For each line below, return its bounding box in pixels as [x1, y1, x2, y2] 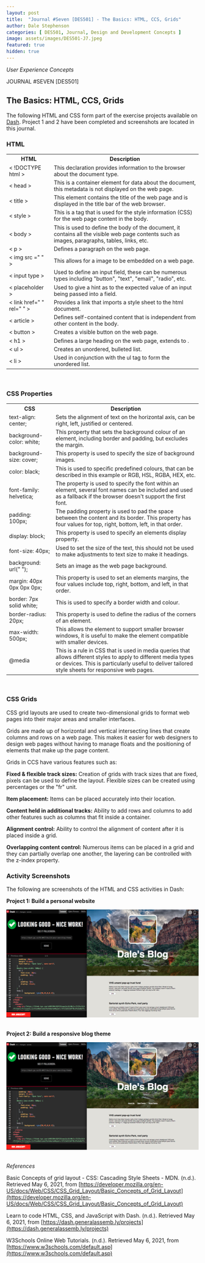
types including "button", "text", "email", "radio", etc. [54, 275, 186, 282]
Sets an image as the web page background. [56, 562, 168, 570]
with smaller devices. [56, 638, 109, 646]
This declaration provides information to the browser [54, 164, 185, 171]
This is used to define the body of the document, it [54, 223, 181, 231]
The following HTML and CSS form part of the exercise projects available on [6, 112, 198, 119]
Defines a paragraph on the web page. [54, 245, 151, 253]
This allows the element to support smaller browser [56, 625, 184, 633]
